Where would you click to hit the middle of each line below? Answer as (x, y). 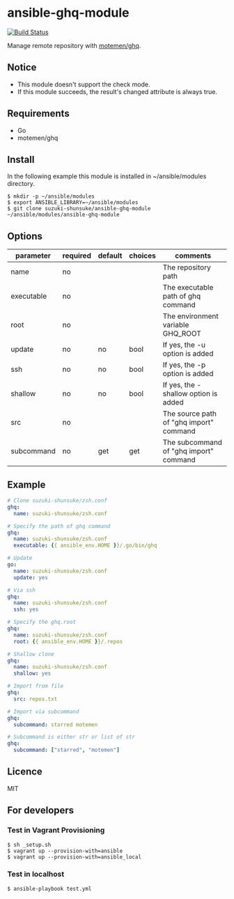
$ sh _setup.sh (29, 845)
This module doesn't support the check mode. (84, 84)
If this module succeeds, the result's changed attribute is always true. (117, 91)
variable (176, 325)
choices (142, 256)
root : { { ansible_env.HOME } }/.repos (68, 641)
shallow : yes (32, 673)
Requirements (38, 114)
